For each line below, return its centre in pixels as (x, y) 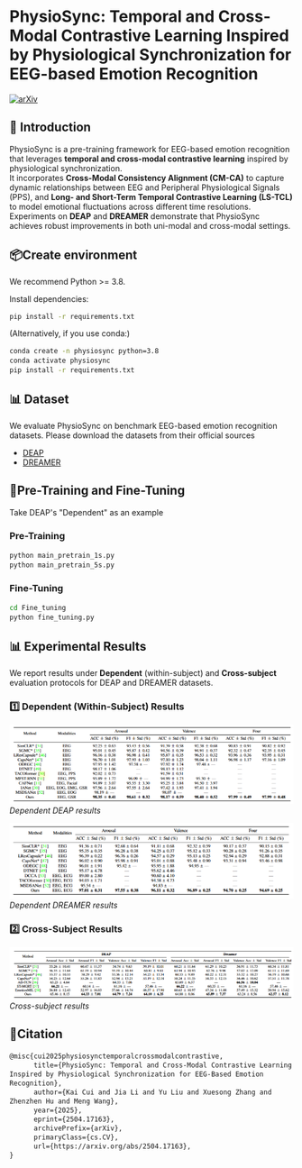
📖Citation (36, 1034)
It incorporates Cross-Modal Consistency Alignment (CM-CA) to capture (147, 178)
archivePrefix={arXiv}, (78, 1128)
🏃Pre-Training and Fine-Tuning (97, 491)
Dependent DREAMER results (64, 905)
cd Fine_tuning (38, 608)
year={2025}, (58, 1110)
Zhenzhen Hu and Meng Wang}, (64, 1101)
